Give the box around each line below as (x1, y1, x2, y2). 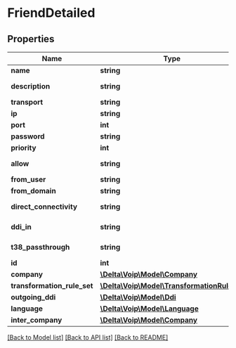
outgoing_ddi (11, 292, 56, 302)
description (11, 82, 51, 91)
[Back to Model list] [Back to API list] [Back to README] (7, 333, 169, 342)
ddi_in (11, 222, 32, 231)
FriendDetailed (7, 5, 96, 21)
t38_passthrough (11, 243, 70, 252)
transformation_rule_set (11, 281, 93, 290)
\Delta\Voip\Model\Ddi (100, 292, 177, 302)
